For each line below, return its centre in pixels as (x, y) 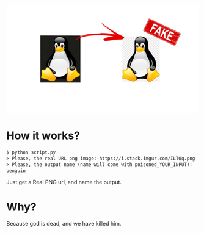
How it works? (43, 135)
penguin (16, 171)
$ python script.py (31, 152)
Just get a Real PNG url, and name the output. (64, 182)
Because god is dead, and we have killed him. (64, 224)
